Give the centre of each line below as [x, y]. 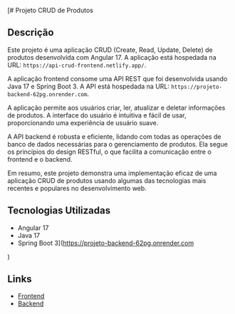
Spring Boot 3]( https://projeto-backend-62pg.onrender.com [106, 243]
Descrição [31, 32]
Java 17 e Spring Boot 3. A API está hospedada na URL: [88, 86]
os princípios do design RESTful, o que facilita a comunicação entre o [109, 152]
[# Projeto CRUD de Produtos [51, 10]
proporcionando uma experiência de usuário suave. [83, 122]
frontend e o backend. [40, 159]
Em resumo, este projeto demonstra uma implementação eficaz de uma [112, 173]
